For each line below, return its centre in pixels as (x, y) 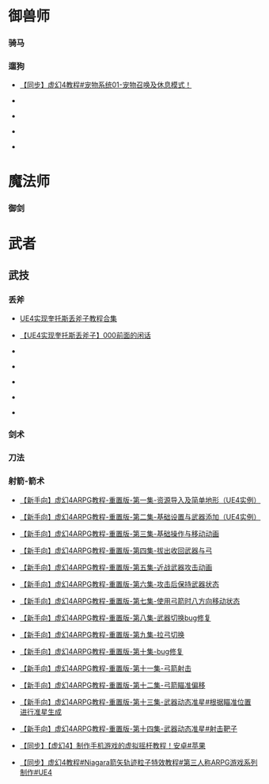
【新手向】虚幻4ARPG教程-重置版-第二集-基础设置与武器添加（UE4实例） (140, 516)
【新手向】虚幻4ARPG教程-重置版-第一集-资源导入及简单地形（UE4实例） (140, 500)
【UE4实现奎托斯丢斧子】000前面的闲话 (85, 335)
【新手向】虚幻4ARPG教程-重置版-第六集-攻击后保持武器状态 (119, 584)
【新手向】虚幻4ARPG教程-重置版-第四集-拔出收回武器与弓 (116, 550)
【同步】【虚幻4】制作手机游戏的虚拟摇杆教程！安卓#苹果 (112, 745)
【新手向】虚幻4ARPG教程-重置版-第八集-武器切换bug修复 (115, 618)
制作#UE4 (36, 772)
